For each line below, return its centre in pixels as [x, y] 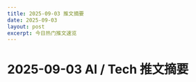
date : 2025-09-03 [32, 20]
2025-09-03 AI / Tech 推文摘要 [98, 69]
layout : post [26, 26]
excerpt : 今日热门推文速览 [42, 33]
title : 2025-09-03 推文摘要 [46, 14]
